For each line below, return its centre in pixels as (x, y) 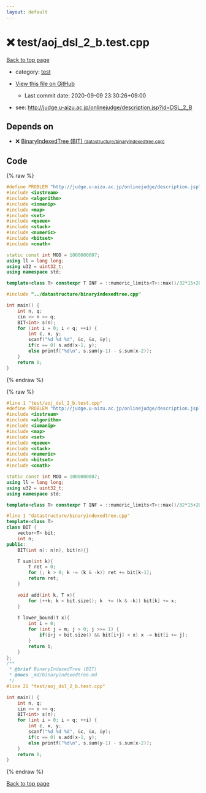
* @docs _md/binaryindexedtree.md (53, 675)
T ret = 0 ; (42, 567)
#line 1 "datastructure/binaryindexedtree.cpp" (68, 516)
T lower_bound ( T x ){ (44, 618)
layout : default (27, 12)
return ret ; (44, 578)
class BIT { (21, 527)
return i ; (41, 646)
